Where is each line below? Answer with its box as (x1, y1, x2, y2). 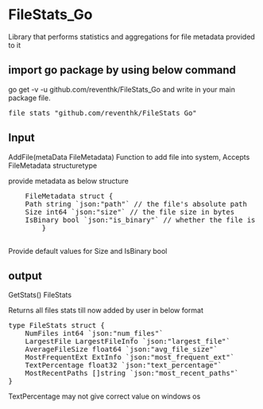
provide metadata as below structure (8, 176, 129, 185)
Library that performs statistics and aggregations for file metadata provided (8, 32, 256, 41)
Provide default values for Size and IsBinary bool (8, 246, 168, 255)
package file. (8, 93, 51, 103)
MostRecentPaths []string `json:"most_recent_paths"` (25, 368, 239, 378)
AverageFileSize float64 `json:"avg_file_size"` (25, 345, 219, 354)
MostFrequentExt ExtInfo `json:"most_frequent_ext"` (25, 353, 235, 362)
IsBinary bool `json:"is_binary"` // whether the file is (25, 215, 256, 224)
